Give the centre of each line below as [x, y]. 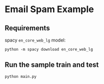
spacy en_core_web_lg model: [35, 40]
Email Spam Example [49, 9]
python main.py [21, 76]
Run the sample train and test [52, 65]
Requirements [27, 28]
